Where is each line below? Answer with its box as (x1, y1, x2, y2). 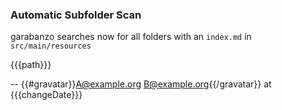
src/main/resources (10, 41, 92, 52)
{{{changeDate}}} (10, 89, 83, 101)
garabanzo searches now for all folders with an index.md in (10, 31, 252, 43)
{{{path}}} (10, 59, 52, 71)
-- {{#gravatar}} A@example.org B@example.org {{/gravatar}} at (10, 78, 272, 90)
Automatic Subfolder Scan (10, 8, 142, 22)
